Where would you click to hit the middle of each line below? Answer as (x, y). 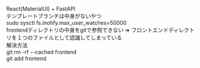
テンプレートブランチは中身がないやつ (54, 16)
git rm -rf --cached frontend (41, 52)
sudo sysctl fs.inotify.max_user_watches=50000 (66, 23)
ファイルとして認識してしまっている (77, 38)
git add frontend (26, 58)
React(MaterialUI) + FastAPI (41, 9)
